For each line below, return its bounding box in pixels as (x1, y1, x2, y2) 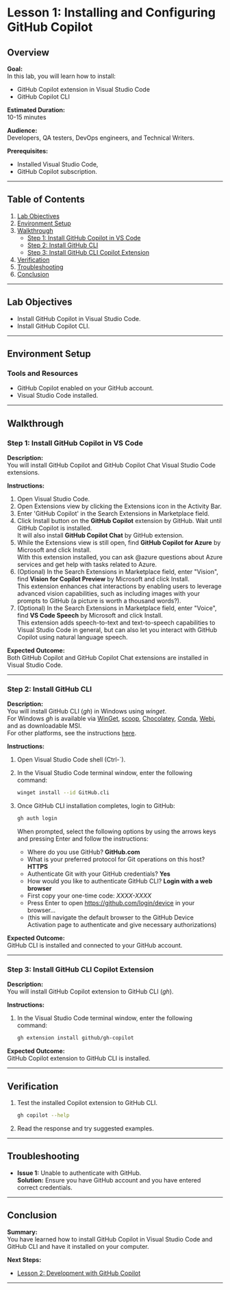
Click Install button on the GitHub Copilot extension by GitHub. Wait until (16, 517, 222, 524)
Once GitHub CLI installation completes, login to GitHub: (16, 802, 176, 810)
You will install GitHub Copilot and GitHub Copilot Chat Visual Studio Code (7, 461, 216, 469)
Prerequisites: (7, 147, 49, 155)
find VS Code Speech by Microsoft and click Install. (16, 611, 163, 619)
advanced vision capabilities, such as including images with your (16, 590, 201, 597)
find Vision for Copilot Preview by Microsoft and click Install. (16, 575, 190, 583)
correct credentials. (16, 1183, 73, 1191)
